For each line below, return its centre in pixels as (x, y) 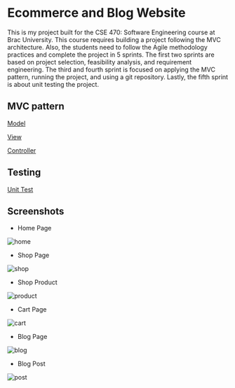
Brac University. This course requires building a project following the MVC (114, 39)
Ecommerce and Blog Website (96, 13)
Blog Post (31, 364)
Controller (22, 150)
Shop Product (37, 282)
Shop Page (33, 255)
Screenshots (36, 211)
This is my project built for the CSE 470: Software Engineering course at (111, 32)
